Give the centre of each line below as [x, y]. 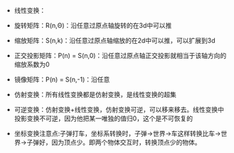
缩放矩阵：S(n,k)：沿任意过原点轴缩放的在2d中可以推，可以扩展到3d [115, 40]
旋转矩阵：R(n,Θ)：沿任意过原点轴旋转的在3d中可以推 [93, 25]
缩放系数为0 [32, 64]
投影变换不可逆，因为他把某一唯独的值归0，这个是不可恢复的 [103, 118]
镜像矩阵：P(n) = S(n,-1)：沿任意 [62, 79]
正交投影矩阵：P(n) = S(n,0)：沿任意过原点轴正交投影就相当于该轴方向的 [120, 56]
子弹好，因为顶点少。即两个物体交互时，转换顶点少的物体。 [114, 142]
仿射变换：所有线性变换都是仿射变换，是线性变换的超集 [95, 95]
